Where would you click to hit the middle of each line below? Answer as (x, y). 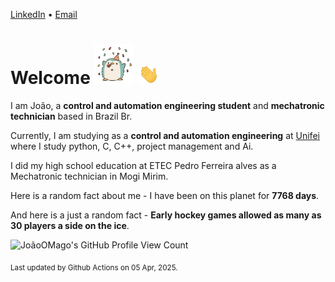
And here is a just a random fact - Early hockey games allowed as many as (166, 215)
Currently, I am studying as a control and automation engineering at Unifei (165, 135)
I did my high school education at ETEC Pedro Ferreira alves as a (143, 165)
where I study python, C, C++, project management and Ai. (132, 146)
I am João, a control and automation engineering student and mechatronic (167, 105)
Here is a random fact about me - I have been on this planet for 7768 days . (165, 195)
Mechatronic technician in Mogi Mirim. (89, 176)
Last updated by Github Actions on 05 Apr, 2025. (94, 267)
